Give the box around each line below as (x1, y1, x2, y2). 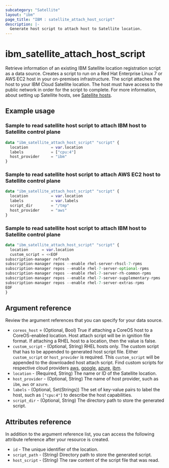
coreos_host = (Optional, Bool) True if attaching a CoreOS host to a (12, 327, 153, 333)
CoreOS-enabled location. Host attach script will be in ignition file (12, 333, 150, 339)
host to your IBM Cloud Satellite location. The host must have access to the (5, 81, 163, 87)
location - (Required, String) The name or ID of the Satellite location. (12, 370, 157, 376)
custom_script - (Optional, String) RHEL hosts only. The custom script (12, 343, 159, 349)
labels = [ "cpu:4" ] (10, 150, 76, 155)
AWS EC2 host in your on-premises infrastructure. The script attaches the (5, 76, 160, 82)
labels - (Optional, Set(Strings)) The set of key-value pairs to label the (12, 387, 160, 393)
